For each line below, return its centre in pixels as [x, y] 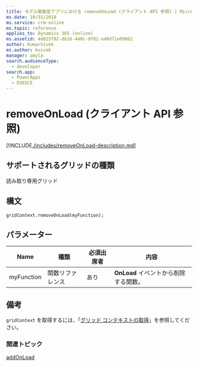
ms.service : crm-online [35, 22]
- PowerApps [26, 77]
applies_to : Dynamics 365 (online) [50, 34]
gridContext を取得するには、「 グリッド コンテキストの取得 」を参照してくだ [98, 320]
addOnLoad [20, 357]
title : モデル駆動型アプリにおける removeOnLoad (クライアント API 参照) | [92, 12]
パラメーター [29, 235]
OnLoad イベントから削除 [150, 273]
